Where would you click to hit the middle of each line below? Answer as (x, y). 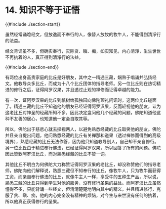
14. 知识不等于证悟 (42, 10)
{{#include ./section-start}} (33, 24)
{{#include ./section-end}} (32, 67)
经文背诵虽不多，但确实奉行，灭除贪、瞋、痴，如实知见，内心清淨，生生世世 (83, 51)
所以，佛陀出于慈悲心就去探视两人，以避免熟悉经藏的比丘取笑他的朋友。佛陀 (83, 129)
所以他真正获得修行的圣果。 (33, 201)
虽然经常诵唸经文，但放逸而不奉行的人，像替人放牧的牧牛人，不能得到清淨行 (83, 34)
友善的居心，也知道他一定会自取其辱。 (53, 119)
